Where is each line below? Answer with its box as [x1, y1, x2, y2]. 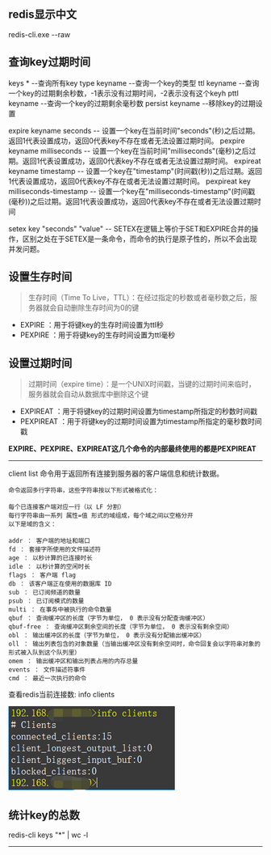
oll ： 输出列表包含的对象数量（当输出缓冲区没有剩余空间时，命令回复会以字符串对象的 [8, 640, 261, 649]
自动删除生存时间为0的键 [56, 303, 140, 313]
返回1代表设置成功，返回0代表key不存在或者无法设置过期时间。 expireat [22, 156, 261, 166]
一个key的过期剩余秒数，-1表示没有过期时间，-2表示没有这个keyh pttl [8, 88, 240, 98]
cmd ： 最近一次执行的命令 [8, 675, 87, 683]
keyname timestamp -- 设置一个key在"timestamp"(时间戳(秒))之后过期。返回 [8, 166, 263, 176]
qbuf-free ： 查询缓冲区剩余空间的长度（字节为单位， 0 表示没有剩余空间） [8, 623, 234, 631]
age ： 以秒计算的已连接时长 [8, 554, 93, 562]
